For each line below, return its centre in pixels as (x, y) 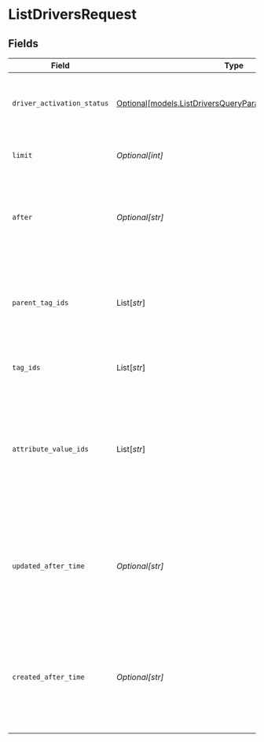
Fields (24, 44)
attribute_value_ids (50, 449)
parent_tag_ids (40, 303)
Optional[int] (140, 155)
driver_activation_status (60, 103)
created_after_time (48, 677)
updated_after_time (48, 566)
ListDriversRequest (73, 15)
